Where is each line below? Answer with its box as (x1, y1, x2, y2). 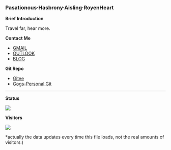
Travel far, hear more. (5, 25, 50, 31)
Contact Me (5, 35, 31, 42)
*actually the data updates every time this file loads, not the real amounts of (5, 134, 164, 140)
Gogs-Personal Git (12, 81, 52, 87)
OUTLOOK (12, 50, 35, 57)
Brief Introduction (5, 16, 44, 22)
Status (5, 95, 20, 101)
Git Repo (5, 65, 24, 72)
